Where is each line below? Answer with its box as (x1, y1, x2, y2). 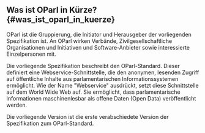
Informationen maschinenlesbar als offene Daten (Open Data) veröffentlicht (6, 94, 196, 102)
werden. (6, 101, 28, 108)
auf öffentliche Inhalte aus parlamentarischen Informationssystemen (6, 75, 179, 82)
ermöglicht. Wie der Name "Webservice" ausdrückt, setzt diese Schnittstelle (6, 82, 199, 89)
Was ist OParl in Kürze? (6, 5, 97, 15)
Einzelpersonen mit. (6, 50, 56, 58)
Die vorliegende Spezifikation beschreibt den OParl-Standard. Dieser (6, 62, 181, 69)
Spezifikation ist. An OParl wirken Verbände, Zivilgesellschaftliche (6, 37, 173, 45)
